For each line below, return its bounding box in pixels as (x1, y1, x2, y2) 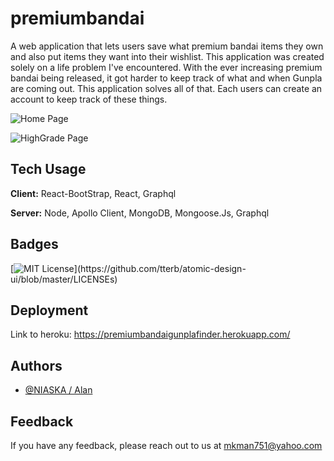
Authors (10, 357, 63, 374)
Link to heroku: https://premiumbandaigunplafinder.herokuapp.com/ (10, 328, 291, 341)
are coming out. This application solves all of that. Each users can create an (10, 82, 323, 94)
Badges (10, 236, 59, 253)
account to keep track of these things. (10, 93, 168, 105)
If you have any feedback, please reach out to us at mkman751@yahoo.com (10, 440, 323, 451)
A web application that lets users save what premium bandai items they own (10, 40, 324, 52)
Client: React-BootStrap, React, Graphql (10, 187, 177, 199)
